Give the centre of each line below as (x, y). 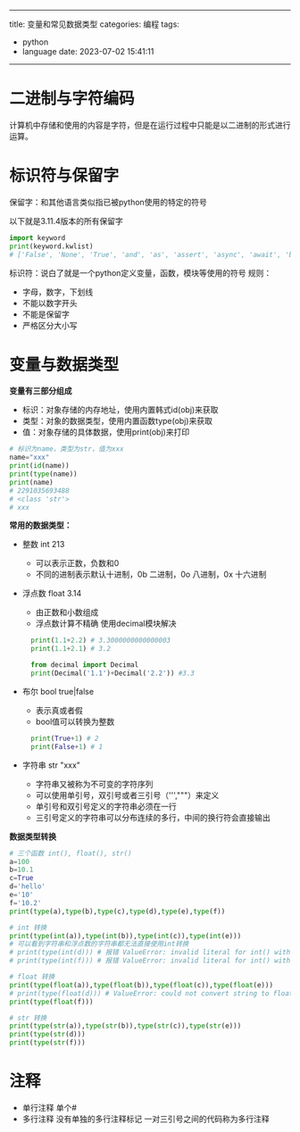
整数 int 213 (43, 545)
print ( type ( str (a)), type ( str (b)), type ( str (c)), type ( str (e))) (125, 1026)
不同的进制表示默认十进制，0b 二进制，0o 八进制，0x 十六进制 (151, 574)
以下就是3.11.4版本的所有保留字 (66, 221)
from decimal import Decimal (85, 665)
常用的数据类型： (41, 525)
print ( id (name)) (39, 466)
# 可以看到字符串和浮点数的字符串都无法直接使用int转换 (99, 944)
